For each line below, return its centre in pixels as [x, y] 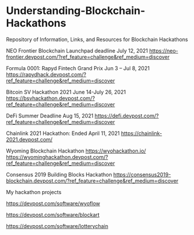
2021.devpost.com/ [29, 139]
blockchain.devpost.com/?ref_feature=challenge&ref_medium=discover [92, 181]
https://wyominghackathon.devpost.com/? [57, 157]
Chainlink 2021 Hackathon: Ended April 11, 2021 [63, 133]
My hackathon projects [34, 192]
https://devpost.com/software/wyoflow [53, 203]
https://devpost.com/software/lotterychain [57, 226]
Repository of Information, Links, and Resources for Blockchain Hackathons [97, 39]
